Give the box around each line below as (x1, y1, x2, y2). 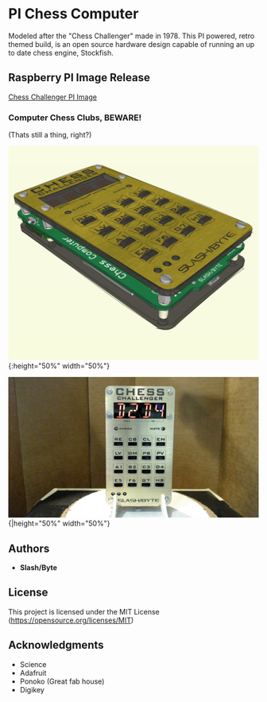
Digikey (19, 685, 45, 694)
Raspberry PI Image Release (8, 71, 151, 84)
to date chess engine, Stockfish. (8, 48, 114, 57)
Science (19, 659, 47, 669)
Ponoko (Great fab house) (19, 677, 105, 686)
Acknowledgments (8, 638, 105, 652)
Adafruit (19, 668, 47, 677)
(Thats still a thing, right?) (8, 130, 92, 140)
